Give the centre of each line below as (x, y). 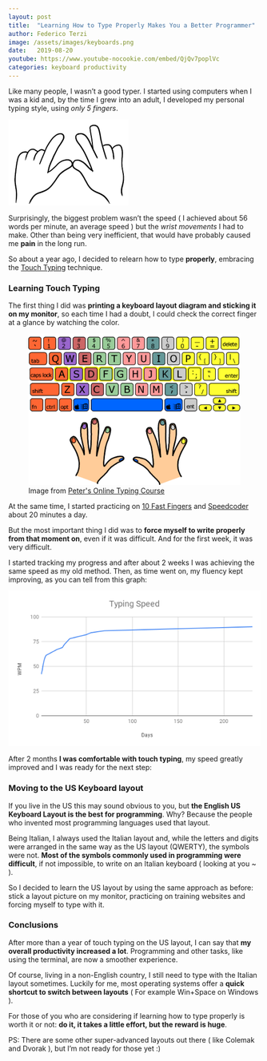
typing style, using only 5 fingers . (63, 108)
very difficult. (30, 546)
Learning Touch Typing (54, 288)
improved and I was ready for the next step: (80, 768)
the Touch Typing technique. (56, 267)
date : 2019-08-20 (41, 51)
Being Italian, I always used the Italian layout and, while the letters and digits (133, 838)
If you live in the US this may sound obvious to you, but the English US (125, 805)
